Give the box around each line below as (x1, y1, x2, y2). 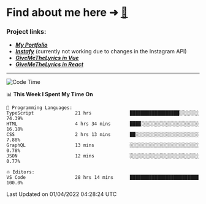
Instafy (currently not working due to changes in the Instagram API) (15, 48, 187, 55)
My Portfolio (15, 41, 48, 48)
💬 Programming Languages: (6, 105, 72, 111)
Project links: (6, 28, 47, 36)
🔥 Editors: (6, 169, 35, 175)
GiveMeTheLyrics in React (15, 61, 84, 68)
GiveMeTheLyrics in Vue (15, 55, 79, 62)
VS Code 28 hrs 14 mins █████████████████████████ (6, 175, 199, 181)
